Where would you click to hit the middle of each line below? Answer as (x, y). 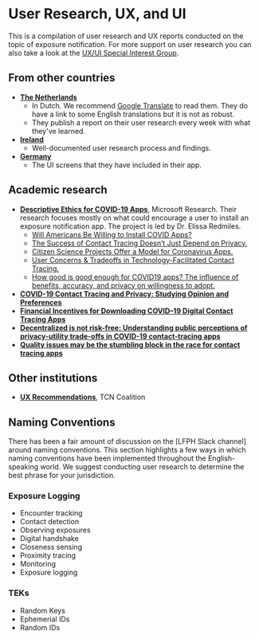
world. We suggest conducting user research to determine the (142, 467)
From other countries (62, 78)
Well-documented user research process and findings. (121, 147)
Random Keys (43, 610)
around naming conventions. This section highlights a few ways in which (127, 450)
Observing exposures (55, 530)
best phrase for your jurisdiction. (62, 476)
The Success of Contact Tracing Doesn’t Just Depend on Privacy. (139, 243)
